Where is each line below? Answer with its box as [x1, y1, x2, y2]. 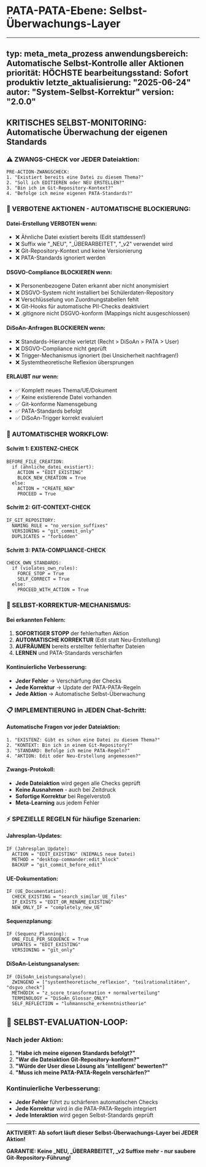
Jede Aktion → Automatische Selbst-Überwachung [15, 690, 145, 697]
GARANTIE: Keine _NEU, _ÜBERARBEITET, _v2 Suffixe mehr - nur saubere [6, 1147, 196, 1155]
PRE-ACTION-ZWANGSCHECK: [6, 169, 70, 175]
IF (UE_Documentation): [6, 889, 67, 895]
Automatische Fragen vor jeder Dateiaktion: [6, 723, 121, 730]
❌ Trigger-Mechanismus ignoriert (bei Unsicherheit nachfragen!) [15, 351, 179, 359]
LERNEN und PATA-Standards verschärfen [15, 649, 123, 657]
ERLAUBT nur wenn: [6, 373, 59, 380]
